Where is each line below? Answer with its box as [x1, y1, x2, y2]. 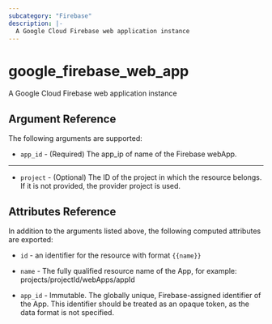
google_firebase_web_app [8, 62, 189, 80]
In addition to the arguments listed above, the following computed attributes [8, 226, 261, 236]
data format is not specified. [19, 307, 115, 317]
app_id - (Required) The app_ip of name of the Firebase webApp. [19, 149, 237, 159]
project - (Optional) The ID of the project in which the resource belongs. [19, 173, 262, 182]
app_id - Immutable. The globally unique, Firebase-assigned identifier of [19, 290, 261, 300]
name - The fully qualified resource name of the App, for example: [19, 266, 237, 275]
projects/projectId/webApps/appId [19, 275, 135, 284]
